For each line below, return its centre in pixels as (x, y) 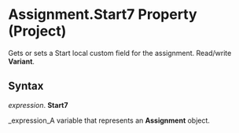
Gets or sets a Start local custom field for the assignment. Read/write (120, 53)
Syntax (26, 86)
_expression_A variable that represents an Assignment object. (109, 120)
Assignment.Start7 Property (103, 15)
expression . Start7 (38, 105)
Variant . (22, 61)
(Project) (37, 31)
